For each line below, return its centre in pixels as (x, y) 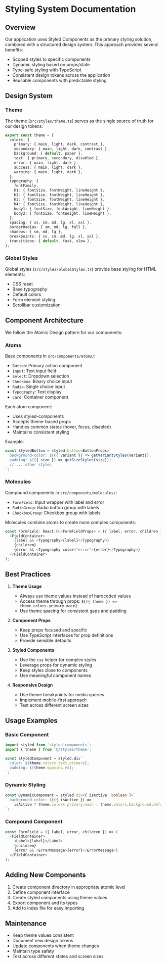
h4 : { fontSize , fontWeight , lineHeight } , (60, 204)
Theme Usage (27, 586)
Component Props (31, 620)
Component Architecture (44, 320)
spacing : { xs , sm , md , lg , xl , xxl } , (51, 223)
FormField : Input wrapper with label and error (58, 502)
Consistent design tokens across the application (61, 75)
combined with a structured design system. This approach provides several (82, 45)
